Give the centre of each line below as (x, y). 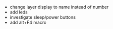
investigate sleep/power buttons (43, 17)
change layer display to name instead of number (59, 7)
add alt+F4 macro (28, 22)
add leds (19, 12)
